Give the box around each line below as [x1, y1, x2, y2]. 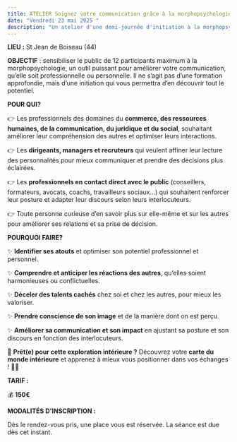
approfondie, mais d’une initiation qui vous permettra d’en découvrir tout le [7, 79, 224, 88]
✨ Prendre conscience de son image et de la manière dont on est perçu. [7, 312, 220, 321]
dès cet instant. [7, 428, 53, 436]
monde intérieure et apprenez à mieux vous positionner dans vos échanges [7, 355, 229, 364]
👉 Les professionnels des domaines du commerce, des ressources [7, 114, 207, 123]
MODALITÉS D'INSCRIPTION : [7, 407, 96, 415]
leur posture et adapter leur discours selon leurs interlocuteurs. [7, 196, 191, 204]
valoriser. [7, 298, 35, 307]
